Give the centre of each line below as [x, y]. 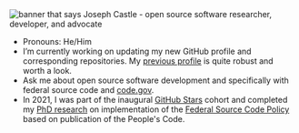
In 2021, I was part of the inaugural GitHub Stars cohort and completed [155, 100]
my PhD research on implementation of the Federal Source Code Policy [156, 109]
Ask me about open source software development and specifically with [155, 80]
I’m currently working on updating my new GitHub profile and [137, 51]
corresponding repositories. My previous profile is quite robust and [148, 61]
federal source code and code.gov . [88, 90]
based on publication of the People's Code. [104, 119]
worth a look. [47, 71]
